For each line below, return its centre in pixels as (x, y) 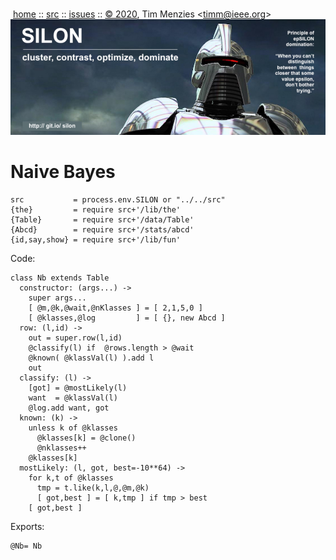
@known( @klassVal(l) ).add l (91, 358)
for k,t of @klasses (71, 478)
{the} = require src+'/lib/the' (96, 209)
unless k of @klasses (73, 428)
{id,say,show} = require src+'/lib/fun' (96, 239)
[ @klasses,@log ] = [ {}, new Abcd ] (127, 318)
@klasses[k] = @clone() (86, 438)
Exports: (27, 526)
